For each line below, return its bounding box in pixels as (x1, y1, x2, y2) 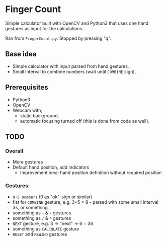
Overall (5, 147, 24, 154)
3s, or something (12, 204, 48, 210)
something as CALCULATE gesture (12, 225, 79, 232)
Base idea (5, 50, 37, 58)
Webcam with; (12, 107, 43, 113)
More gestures (12, 159, 43, 165)
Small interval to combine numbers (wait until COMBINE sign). (12, 68, 136, 74)
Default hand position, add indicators (12, 165, 90, 171)
